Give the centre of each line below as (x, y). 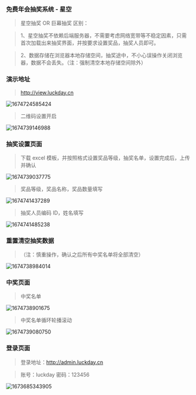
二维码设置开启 (38, 116)
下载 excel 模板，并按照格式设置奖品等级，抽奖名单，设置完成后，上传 (105, 158)
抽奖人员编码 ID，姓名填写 (52, 213)
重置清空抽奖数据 (30, 240)
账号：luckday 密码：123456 (55, 374)
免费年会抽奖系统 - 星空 (39, 9)
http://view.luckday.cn (47, 93)
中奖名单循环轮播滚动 (46, 320)
